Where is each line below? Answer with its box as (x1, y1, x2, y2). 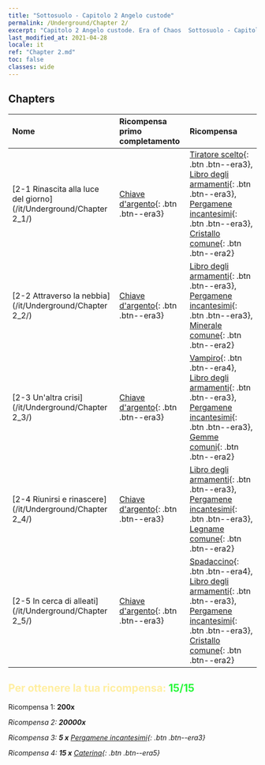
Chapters (8, 92, 55, 106)
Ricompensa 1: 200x (8, 703, 75, 712)
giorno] (25, 193, 54, 204)
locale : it (8, 41, 44, 49)
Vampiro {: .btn (188, 352, 242, 364)
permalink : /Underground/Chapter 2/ (8, 19, 129, 27)
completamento (119, 135, 180, 146)
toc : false (8, 56, 44, 64)
